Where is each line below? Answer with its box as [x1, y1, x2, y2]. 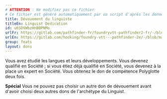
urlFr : [5, 30, 19, 35]
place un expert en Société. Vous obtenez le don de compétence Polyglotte [5, 68, 160, 74]
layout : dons [5, 44, 32, 49]
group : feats [5, 40, 32, 45]
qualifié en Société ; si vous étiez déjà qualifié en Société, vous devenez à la [5, 63, 161, 69]
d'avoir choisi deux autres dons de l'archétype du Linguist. [5, 88, 125, 94]
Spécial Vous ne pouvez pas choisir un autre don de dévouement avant [5, 83, 152, 89]
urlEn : [5, 35, 19, 40]
